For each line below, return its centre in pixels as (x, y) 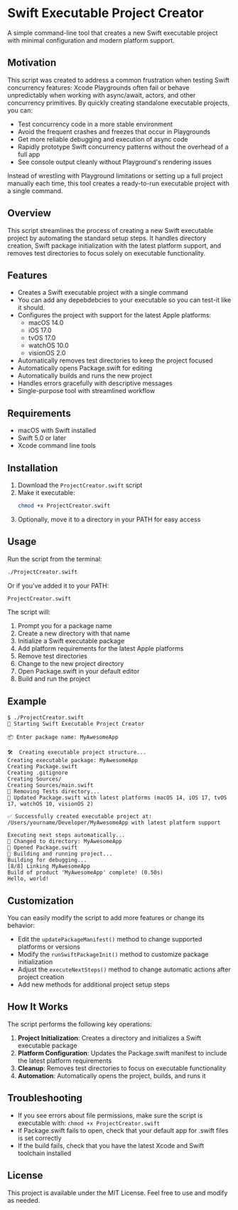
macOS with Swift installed (57, 431)
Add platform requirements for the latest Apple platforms (101, 649)
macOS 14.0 (46, 323)
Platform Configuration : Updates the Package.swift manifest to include (122, 1053)
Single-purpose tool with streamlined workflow (86, 391)
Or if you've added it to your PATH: (58, 585)
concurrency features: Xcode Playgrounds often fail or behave (98, 88)
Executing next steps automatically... (66, 835)
